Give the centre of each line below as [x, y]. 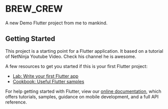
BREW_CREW [34, 9]
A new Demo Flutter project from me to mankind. [57, 23]
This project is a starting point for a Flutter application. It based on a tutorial [85, 51]
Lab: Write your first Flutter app [46, 76]
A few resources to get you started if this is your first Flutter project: [76, 66]
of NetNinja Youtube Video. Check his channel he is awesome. [71, 56]
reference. [16, 102]
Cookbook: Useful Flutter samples [48, 81]
